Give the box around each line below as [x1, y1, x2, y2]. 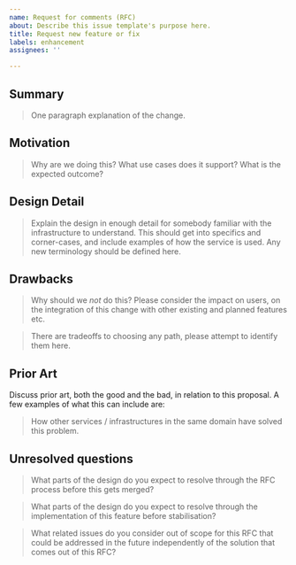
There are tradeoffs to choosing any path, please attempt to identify [30, 331, 278, 342]
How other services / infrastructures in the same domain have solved [30, 416, 283, 427]
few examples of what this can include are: [9, 399, 165, 410]
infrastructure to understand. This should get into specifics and [30, 227, 262, 237]
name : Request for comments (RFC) [9, 12, 137, 22]
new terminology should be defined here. [30, 245, 181, 257]
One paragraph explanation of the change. [30, 110, 186, 120]
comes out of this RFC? [30, 546, 117, 557]
